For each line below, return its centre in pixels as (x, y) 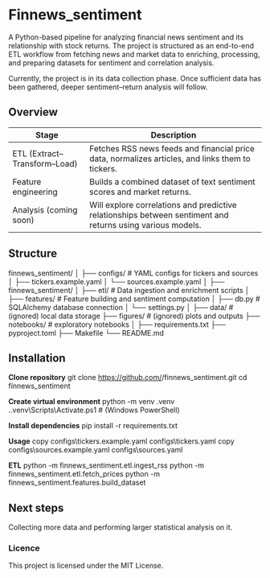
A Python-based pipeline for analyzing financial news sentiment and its (126, 37)
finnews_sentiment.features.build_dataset (77, 483)
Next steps (36, 508)
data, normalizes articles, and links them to (170, 159)
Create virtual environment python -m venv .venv (92, 402)
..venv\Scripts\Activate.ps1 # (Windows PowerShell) (94, 410)
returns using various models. (146, 225)
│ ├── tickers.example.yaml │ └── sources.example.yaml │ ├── (117, 281)
